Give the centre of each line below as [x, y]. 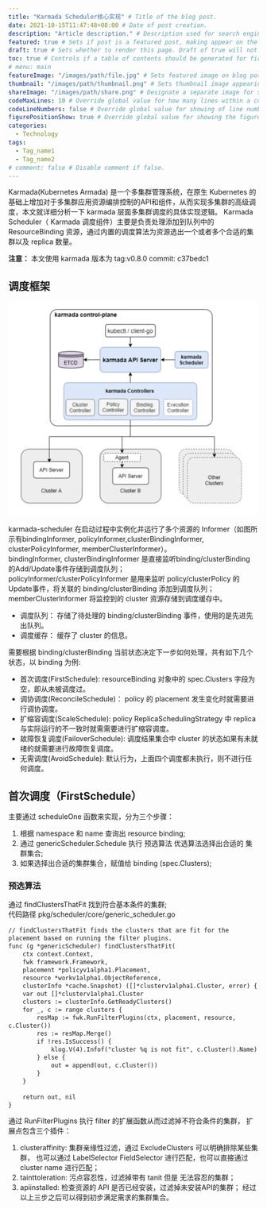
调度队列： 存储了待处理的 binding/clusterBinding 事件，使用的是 [126, 616]
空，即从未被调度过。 [54, 689]
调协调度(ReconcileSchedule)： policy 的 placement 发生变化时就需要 [133, 699]
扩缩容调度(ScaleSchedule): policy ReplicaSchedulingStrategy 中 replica [138, 719]
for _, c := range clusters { [73, 1010]
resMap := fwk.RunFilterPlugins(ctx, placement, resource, [137, 1018]
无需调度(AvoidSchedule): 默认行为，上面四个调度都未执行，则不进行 [132, 759]
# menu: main [30, 68]
